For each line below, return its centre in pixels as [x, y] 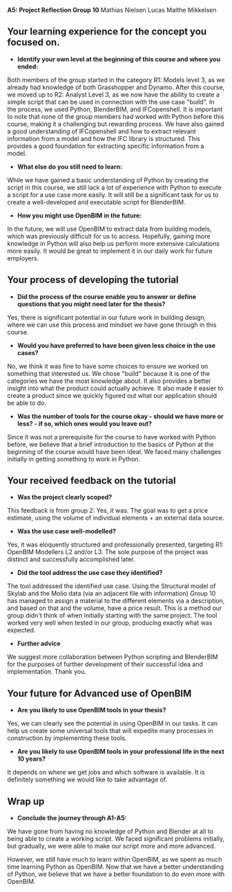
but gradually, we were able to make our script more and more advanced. [112, 846]
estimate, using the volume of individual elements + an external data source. [116, 518]
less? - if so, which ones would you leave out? [84, 424]
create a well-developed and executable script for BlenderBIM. [96, 202]
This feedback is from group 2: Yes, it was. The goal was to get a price [108, 511]
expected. [21, 630]
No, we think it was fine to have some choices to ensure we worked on [108, 366]
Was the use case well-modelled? [66, 531]
